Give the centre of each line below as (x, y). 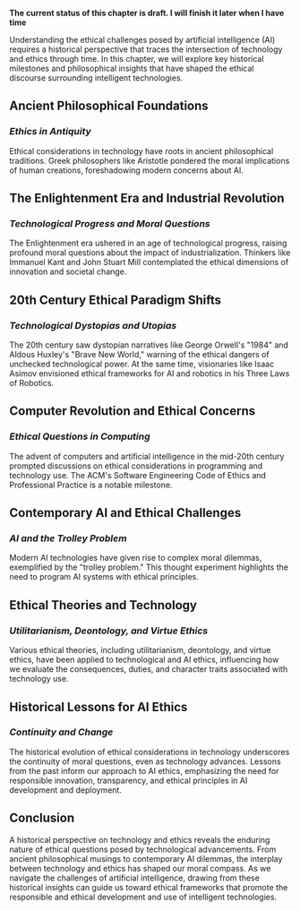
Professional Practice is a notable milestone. (91, 485)
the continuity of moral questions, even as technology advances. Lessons (145, 761)
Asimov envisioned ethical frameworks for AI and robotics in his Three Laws (150, 374)
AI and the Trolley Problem (68, 538)
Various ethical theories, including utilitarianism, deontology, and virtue (140, 650)
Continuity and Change (61, 732)
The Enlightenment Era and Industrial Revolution (147, 198)
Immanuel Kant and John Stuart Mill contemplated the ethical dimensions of (149, 262)
